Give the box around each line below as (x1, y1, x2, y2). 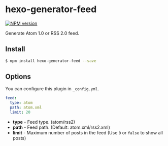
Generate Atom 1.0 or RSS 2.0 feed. (5, 30, 80, 36)
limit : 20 (10, 110, 30, 115)
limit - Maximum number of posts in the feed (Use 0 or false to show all (12, 129, 163, 135)
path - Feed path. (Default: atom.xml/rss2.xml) (12, 124, 111, 130)
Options (5, 72, 31, 81)
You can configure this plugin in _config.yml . (5, 86, 99, 92)
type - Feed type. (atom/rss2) (12, 119, 75, 125)
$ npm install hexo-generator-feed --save (5, 58, 96, 63)
